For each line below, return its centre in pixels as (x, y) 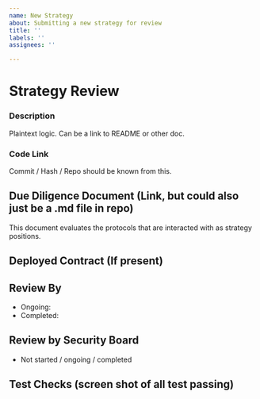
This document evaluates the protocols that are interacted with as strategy (131, 228)
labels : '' (27, 38)
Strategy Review (64, 91)
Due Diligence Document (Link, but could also (124, 196)
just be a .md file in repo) (71, 208)
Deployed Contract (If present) (86, 261)
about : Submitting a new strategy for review (85, 23)
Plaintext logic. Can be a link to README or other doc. (97, 133)
